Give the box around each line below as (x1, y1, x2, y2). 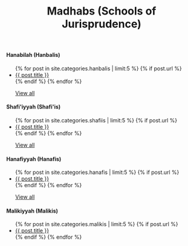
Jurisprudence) (61, 17, 142, 31)
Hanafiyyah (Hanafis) (6, 155, 62, 162)
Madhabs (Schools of (47, 4, 157, 18)
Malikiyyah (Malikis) (6, 207, 59, 214)
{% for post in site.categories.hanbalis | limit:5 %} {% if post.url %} (15, 65, 183, 72)
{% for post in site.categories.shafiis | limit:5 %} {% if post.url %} (15, 117, 177, 124)
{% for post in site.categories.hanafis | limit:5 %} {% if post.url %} (15, 168, 180, 176)
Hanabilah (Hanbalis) (6, 52, 60, 59)
